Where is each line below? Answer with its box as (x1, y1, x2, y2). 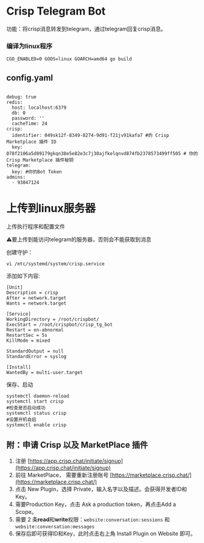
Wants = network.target (6, 300, 67, 306)
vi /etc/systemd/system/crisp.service (6, 260, 105, 267)
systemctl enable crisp (6, 421, 67, 428)
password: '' (12, 116, 45, 122)
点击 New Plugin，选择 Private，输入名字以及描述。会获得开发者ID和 (15, 485, 188, 493)
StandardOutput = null (6, 348, 64, 354)
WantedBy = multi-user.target (6, 369, 83, 375)
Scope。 (15, 508, 37, 515)
